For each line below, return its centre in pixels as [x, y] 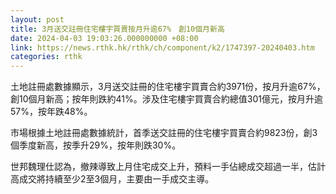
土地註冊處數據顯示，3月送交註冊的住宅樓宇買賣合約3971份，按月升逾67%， [168, 87]
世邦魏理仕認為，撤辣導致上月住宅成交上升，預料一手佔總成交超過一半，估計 [168, 167]
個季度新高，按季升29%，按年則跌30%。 [96, 145]
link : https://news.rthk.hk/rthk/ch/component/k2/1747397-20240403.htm [162, 47]
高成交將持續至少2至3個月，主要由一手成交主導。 [112, 179]
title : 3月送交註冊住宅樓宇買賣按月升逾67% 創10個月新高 [117, 29]
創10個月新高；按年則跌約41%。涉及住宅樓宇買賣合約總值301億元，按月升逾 [166, 99]
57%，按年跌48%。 [51, 112]
